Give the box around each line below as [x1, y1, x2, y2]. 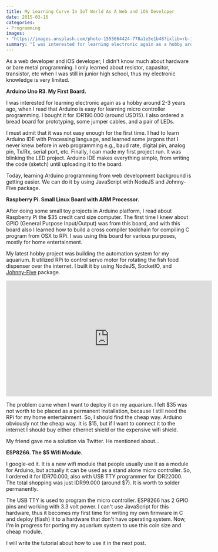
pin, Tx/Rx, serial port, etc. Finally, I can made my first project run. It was [6, 148, 182, 155]
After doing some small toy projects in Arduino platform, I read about [6, 207, 172, 214]
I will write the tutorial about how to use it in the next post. [6, 539, 146, 546]
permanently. [6, 485, 38, 492]
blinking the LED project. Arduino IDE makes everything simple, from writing [6, 154, 190, 161]
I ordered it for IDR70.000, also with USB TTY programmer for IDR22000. [6, 473, 183, 480]
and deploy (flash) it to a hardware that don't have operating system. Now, [6, 516, 186, 523]
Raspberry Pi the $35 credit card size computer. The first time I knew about [6, 213, 189, 221]
